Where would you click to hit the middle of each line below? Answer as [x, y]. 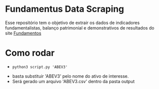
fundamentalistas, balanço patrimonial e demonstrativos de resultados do [80, 28]
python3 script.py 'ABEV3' [40, 67]
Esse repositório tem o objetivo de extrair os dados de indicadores [72, 23]
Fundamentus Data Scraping [65, 9]
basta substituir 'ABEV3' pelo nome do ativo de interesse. [70, 76]
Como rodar [30, 53]
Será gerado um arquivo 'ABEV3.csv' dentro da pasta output [73, 81]
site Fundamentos [23, 33]
